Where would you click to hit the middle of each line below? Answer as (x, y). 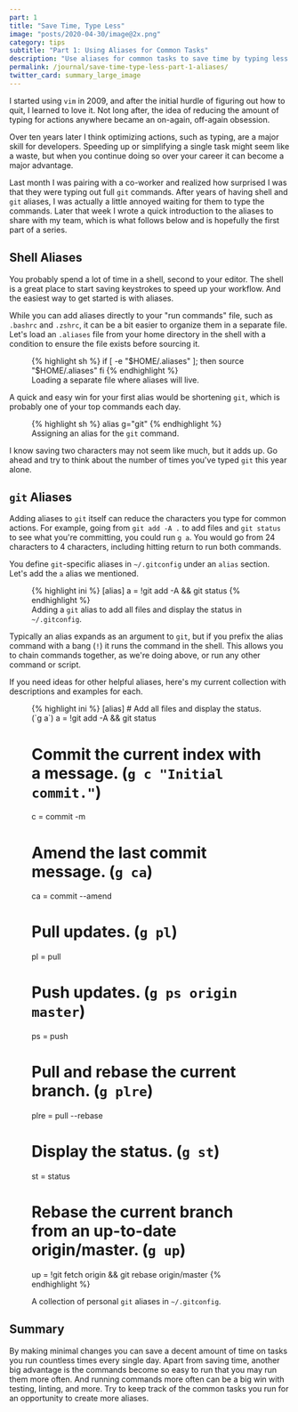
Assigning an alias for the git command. (105, 433)
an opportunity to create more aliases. (79, 1398)
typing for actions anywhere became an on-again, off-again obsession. (140, 119)
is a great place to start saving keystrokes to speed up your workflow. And (145, 288)
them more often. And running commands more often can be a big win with (147, 1379)
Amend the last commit (119, 853)
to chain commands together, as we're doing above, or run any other (135, 656)
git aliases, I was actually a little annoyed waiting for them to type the (137, 201)
